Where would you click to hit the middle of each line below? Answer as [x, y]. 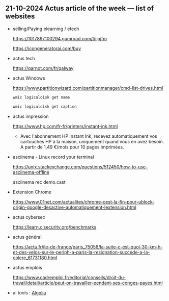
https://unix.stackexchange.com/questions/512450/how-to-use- [80, 167]
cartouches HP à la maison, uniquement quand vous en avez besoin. [92, 141]
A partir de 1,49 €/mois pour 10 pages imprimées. [72, 147]
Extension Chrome [32, 192]
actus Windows [29, 78]
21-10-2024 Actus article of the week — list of [80, 8]
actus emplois [27, 267]
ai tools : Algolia [29, 292]
